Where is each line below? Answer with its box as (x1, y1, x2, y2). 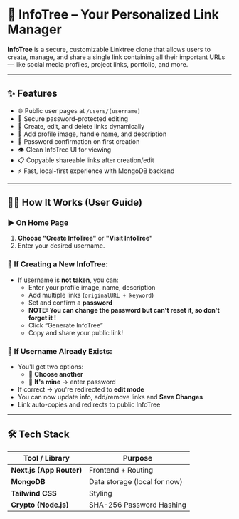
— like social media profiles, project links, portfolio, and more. (7, 60, 188, 68)
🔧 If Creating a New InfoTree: (7, 259, 109, 269)
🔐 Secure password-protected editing (17, 114, 129, 123)
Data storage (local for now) (88, 476, 183, 486)
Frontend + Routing (88, 465, 154, 475)
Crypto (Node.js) (11, 500, 69, 510)
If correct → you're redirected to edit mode (17, 385, 144, 394)
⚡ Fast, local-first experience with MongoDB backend (17, 167, 175, 175)
